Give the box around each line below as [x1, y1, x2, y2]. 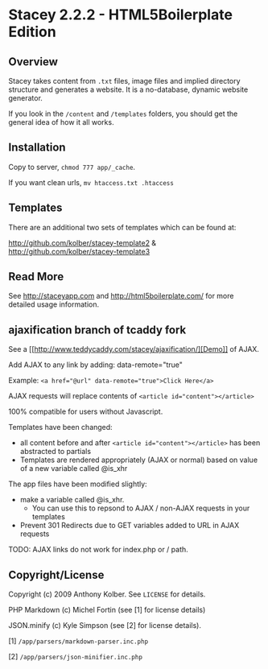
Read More [8, 270, 64, 283]
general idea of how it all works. [8, 118, 114, 126]
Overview [8, 55, 59, 68]
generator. [8, 93, 43, 102]
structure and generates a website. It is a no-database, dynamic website [8, 85, 249, 94]
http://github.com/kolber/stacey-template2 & [8, 237, 157, 247]
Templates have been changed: [8, 423, 113, 432]
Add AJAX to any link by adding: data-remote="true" [8, 360, 183, 370]
